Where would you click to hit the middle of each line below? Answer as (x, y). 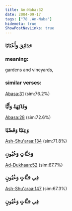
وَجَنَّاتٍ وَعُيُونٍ (19, 154)
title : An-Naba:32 (24, 10)
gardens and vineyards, (29, 70)
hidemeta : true (21, 24)
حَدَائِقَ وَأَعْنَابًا (19, 46)
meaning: (17, 59)
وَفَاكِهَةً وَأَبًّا (16, 106)
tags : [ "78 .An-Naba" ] (29, 19)
